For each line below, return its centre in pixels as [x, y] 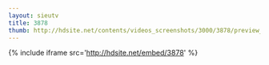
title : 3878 [28, 23]
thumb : [19, 30]
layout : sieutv [34, 15]
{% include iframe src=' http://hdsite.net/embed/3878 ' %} [103, 53]
